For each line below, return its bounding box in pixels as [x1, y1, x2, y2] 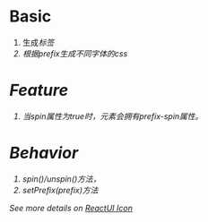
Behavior [9, 143, 79, 163]
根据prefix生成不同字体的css [22, 47, 128, 59]
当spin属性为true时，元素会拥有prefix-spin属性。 [22, 110, 204, 122]
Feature [9, 81, 69, 100]
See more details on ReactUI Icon [9, 202, 133, 213]
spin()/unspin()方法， [22, 173, 101, 184]
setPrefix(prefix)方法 [22, 184, 99, 195]
